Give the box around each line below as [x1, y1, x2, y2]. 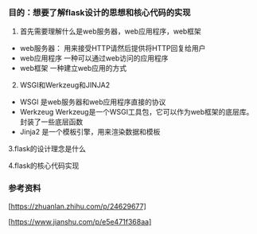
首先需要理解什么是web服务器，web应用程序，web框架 [19, 26, 201, 37]
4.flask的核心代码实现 [8, 161, 80, 170]
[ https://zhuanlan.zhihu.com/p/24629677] [8, 201, 147, 211]
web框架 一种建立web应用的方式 [19, 64, 127, 73]
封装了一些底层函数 [19, 117, 84, 127]
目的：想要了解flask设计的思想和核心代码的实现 [8, 6, 191, 18]
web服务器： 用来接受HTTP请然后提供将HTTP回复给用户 [19, 44, 206, 53]
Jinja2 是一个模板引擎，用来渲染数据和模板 [19, 127, 161, 137]
